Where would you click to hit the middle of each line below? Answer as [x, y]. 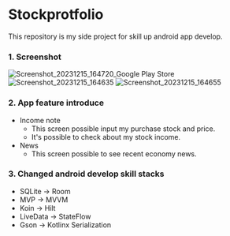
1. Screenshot [35, 57]
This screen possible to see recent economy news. [114, 154]
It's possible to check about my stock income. [106, 137]
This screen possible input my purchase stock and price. [123, 129]
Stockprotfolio [56, 15]
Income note [40, 120]
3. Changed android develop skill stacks [86, 174]
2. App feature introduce [56, 103]
